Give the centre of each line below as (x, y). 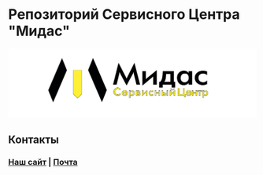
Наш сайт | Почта (43, 162)
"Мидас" (39, 31)
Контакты (33, 139)
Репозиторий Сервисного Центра (124, 15)
